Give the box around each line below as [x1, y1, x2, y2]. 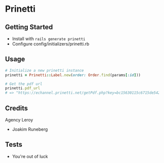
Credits [5, 104, 28, 112]
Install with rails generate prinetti [12, 36, 85, 41]
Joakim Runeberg [12, 126, 48, 132]
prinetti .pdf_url [5, 86, 41, 91]
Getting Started [5, 23, 53, 31]
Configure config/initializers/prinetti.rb [12, 41, 89, 47]
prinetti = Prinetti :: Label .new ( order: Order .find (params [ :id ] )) [5, 72, 141, 78]
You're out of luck [12, 153, 48, 159]
